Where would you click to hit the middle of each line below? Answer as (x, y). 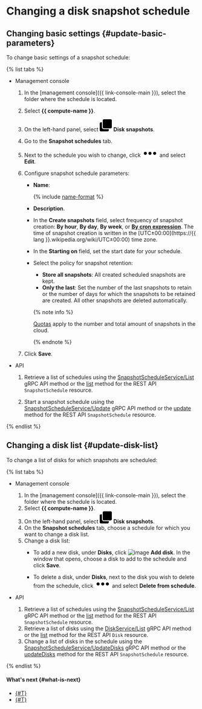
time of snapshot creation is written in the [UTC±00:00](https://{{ (115, 233)
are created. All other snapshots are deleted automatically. (115, 300)
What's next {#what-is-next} (44, 680)
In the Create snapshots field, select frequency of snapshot (108, 220)
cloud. (41, 330)
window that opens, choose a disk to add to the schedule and (110, 559)
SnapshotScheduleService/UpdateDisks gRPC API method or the (105, 648)
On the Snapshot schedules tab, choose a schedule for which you (107, 527)
